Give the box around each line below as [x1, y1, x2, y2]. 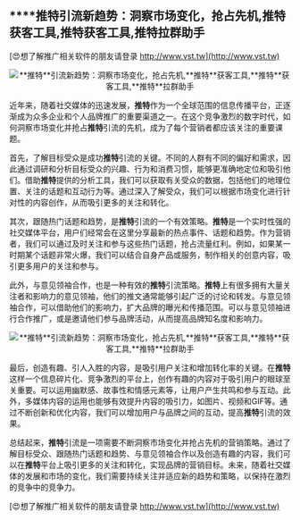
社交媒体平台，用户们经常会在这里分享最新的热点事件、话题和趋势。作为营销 [9, 227, 291, 238]
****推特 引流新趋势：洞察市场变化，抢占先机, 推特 [9, 8, 286, 24]
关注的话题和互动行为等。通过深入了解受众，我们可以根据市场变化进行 [24, 186, 283, 197]
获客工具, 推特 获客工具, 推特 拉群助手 [9, 25, 205, 40]
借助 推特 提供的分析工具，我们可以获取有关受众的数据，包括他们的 [24, 174, 268, 185]
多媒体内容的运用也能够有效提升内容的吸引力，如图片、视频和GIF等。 [24, 396, 280, 407]
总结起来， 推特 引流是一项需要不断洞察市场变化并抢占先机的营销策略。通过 [9, 437, 283, 448]
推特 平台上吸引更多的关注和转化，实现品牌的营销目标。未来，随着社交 [25, 459, 283, 470]
